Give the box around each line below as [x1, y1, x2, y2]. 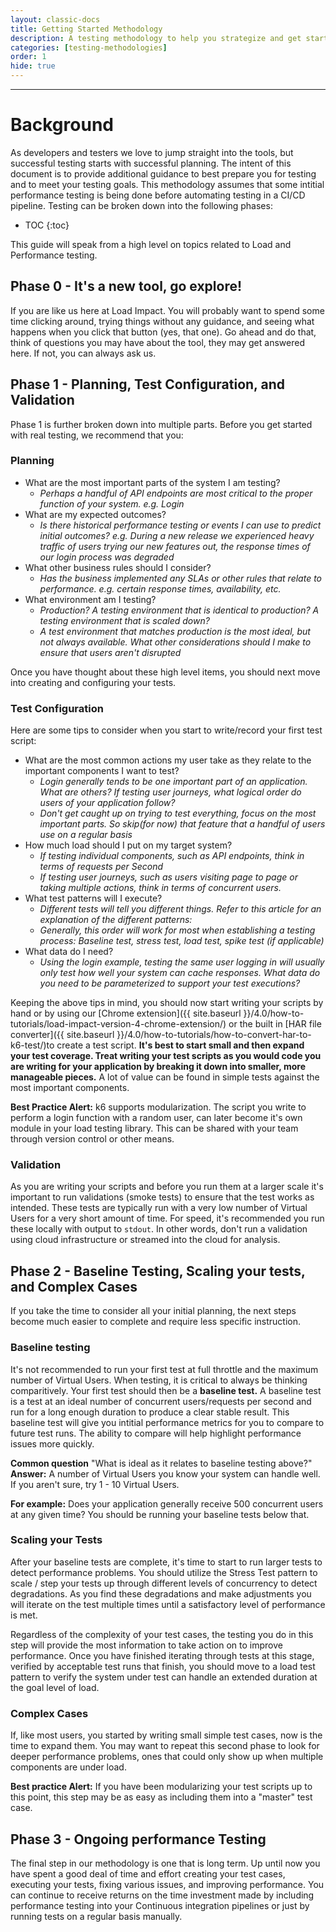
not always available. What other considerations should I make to [39, 636, 312, 648]
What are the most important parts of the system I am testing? [24, 476, 281, 488]
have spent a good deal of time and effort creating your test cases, [10, 1867, 286, 1880]
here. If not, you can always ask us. [10, 347, 157, 359]
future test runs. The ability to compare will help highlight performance [10, 1427, 302, 1439]
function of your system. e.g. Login [39, 497, 185, 510]
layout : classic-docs [10, 14, 101, 25]
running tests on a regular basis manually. [10, 1910, 183, 1922]
